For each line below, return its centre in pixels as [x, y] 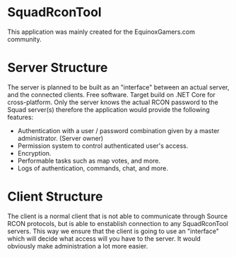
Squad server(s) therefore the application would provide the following [108, 109]
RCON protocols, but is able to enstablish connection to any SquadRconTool [118, 223]
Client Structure [55, 197]
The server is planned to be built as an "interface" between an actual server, [118, 87]
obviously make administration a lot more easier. [78, 246]
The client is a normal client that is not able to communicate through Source [118, 216]
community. [24, 39]
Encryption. [34, 153]
